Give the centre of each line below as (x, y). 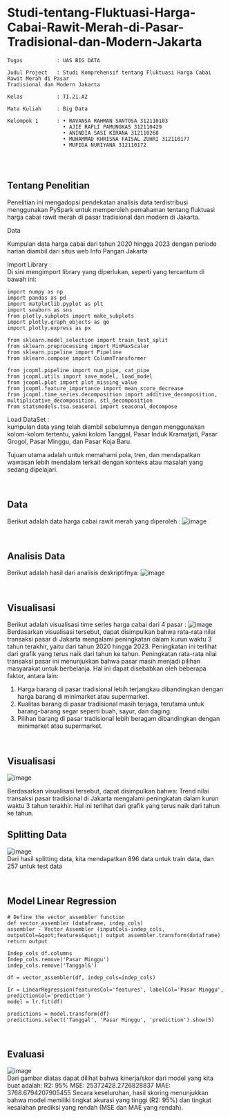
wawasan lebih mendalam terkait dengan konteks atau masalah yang (105, 462)
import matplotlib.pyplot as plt (55, 304)
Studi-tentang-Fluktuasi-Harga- (102, 13)
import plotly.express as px (49, 328)
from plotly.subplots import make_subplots (71, 316)
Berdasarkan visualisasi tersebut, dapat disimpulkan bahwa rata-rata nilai (112, 632)
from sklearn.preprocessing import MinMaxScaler (78, 346)
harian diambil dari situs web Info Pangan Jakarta (77, 251)
